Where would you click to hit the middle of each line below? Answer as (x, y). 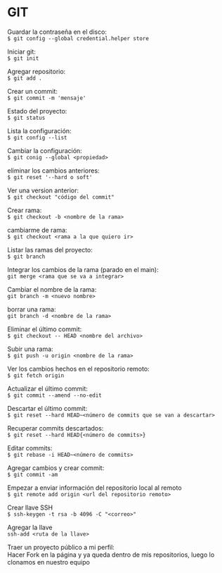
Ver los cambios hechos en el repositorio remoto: (78, 369)
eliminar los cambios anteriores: (53, 171)
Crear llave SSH (30, 507)
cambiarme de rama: (37, 230)
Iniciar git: (22, 51)
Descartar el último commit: (47, 408)
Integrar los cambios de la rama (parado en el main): (83, 269)
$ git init (23, 58)
